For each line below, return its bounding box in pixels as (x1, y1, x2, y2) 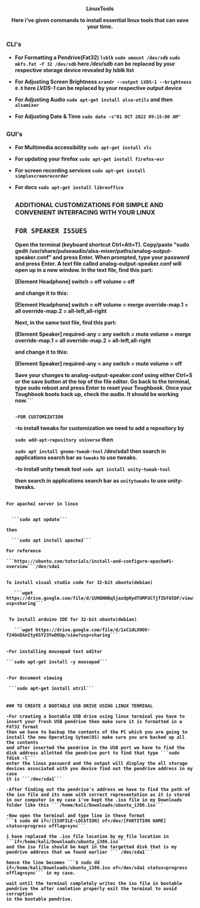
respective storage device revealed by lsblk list (14, 66, 135, 73)
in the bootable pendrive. (6, 896, 73, 902)
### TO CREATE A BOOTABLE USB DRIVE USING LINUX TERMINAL (6, 703, 153, 709)
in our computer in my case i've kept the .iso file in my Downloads (6, 796, 183, 803)
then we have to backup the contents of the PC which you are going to (6, 729, 187, 735)
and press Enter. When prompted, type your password (52, 254, 190, 261)
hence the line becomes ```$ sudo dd (6, 859, 100, 866)
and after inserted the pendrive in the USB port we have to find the (6, 745, 185, 751)
